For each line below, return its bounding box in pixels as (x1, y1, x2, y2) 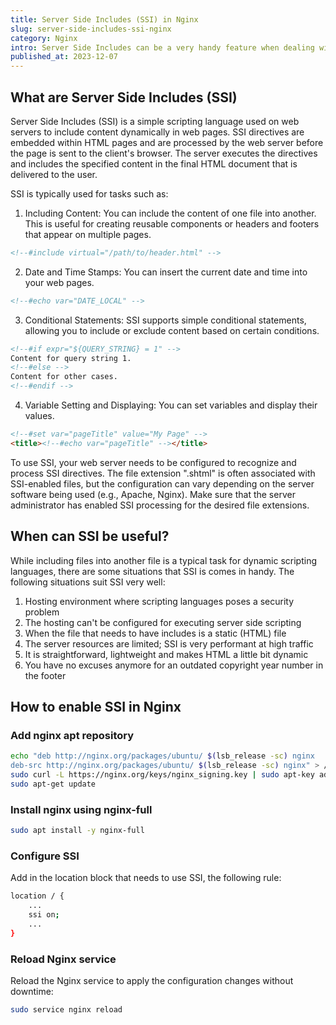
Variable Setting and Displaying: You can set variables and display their (24, 399, 318, 411)
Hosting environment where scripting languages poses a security (24, 595, 295, 607)
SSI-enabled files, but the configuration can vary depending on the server (10, 477, 315, 490)
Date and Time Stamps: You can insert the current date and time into (24, 266, 308, 278)
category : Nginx (10, 33, 78, 43)
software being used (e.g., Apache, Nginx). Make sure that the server (10, 488, 296, 500)
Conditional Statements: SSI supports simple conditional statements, (24, 314, 307, 326)
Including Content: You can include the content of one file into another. (24, 207, 317, 219)
